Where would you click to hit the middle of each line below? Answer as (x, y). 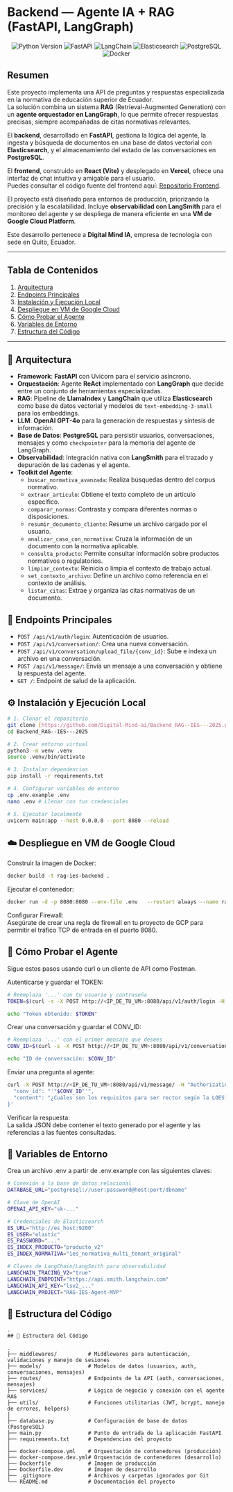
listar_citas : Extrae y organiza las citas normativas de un (111, 591)
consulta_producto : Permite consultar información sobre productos (123, 554)
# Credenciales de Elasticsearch (55, 1221)
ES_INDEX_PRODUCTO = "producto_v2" (55, 1247)
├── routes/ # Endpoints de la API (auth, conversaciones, (116, 1379)
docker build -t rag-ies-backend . (59, 876)
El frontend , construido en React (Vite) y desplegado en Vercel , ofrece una (115, 170)
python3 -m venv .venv (40, 751)
